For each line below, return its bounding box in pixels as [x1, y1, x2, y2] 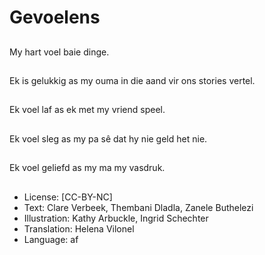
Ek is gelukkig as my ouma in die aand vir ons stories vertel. [9, 74, 256, 86]
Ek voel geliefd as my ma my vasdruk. [9, 162, 166, 174]
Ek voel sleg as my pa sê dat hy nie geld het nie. [9, 132, 208, 145]
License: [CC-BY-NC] [23, 191, 113, 203]
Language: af [23, 233, 79, 245]
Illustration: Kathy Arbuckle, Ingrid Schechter [23, 212, 209, 224]
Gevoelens [9, 6, 101, 29]
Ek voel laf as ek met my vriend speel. [9, 104, 166, 116]
